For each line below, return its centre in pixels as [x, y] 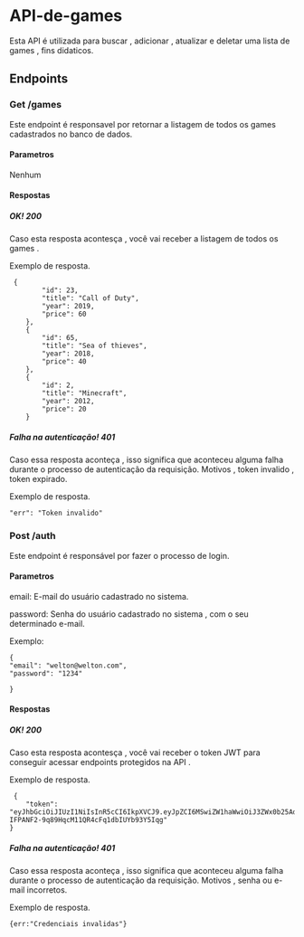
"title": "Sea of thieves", [95, 346]
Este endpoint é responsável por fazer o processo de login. [119, 555]
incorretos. [47, 890]
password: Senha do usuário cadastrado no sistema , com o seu [129, 614]
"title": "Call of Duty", [91, 298]
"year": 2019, [68, 307]
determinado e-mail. [47, 623]
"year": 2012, [68, 402]
